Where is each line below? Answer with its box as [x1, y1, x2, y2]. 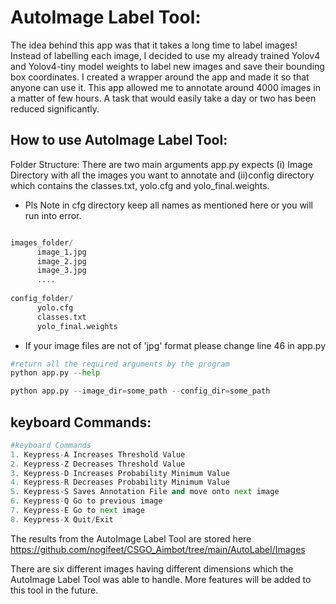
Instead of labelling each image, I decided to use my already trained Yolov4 [10, 49, 321, 61]
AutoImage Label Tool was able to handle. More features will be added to [10, 573, 312, 585]
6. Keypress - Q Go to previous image [10, 496, 163, 506]
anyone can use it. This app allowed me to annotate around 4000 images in [10, 81, 321, 93]
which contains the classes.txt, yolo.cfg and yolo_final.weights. [10, 179, 270, 191]
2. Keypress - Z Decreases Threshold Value [10, 459, 186, 469]
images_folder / [10, 237, 74, 248]
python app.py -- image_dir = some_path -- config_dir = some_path [10, 386, 271, 396]
